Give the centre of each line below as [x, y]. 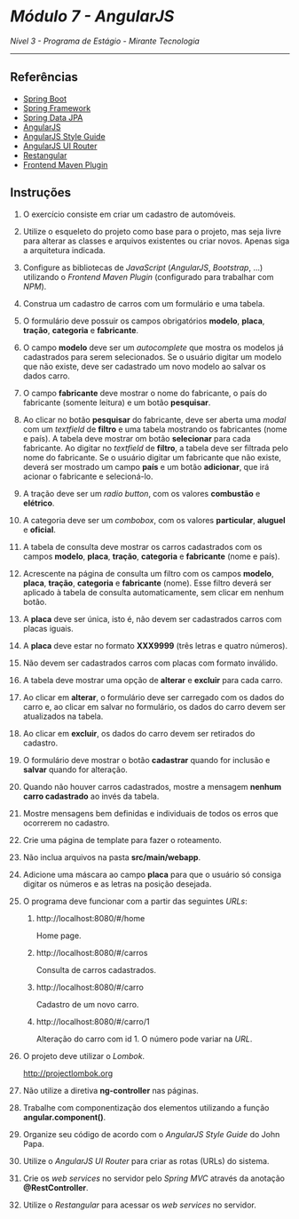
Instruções [41, 193]
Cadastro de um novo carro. [87, 1004]
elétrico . [39, 503]
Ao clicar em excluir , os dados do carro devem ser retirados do [139, 733]
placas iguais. [48, 628]
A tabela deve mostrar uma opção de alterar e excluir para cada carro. [153, 680]
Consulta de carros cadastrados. [96, 969]
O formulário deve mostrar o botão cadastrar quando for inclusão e [146, 760]
